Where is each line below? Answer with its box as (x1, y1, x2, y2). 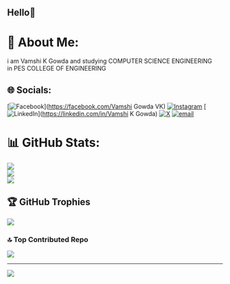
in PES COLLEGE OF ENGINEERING (7, 64, 107, 73)
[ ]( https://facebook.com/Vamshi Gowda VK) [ (7, 102, 207, 110)
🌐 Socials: (7, 84, 52, 96)
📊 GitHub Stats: (7, 135, 101, 151)
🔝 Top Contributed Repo (7, 235, 89, 244)
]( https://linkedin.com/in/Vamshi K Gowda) (37, 110, 158, 118)
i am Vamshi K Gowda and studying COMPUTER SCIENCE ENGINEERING (7, 57, 212, 65)
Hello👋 (7, 7, 36, 19)
